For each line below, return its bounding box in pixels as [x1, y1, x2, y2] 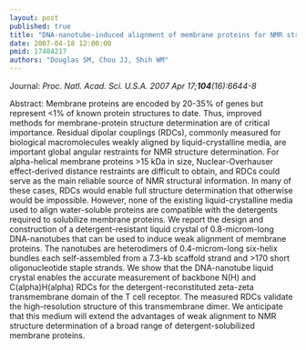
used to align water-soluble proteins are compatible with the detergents [9, 205, 278, 215]
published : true [9, 22, 71, 31]
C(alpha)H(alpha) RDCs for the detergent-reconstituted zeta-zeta [9, 282, 255, 292]
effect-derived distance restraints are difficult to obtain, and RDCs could [9, 165, 280, 176]
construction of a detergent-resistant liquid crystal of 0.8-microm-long [9, 224, 275, 235]
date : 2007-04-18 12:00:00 [9, 38, 112, 48]
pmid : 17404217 [9, 47, 67, 56]
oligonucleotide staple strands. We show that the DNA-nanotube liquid [9, 263, 274, 273]
